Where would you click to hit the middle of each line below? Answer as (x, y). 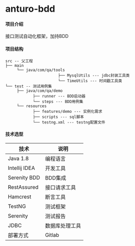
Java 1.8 (18, 158)
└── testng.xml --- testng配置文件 (69, 122)
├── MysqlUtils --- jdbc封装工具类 (94, 75)
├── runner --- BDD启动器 (59, 96)
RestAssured (23, 187)
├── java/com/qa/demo (40, 91)
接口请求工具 (61, 187)
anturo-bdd (30, 9)
